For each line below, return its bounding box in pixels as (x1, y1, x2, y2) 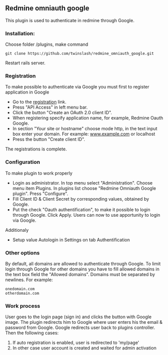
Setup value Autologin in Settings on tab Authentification (12, 236, 130, 243)
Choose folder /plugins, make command (5, 41, 89, 47)
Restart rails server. (5, 60, 46, 66)
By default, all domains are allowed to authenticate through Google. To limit (5, 261, 161, 267)
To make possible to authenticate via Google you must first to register (5, 84, 149, 90)
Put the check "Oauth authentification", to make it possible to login (12, 206, 150, 213)
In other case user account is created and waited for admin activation (12, 345, 157, 351)
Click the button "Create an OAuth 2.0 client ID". (12, 110, 112, 116)
